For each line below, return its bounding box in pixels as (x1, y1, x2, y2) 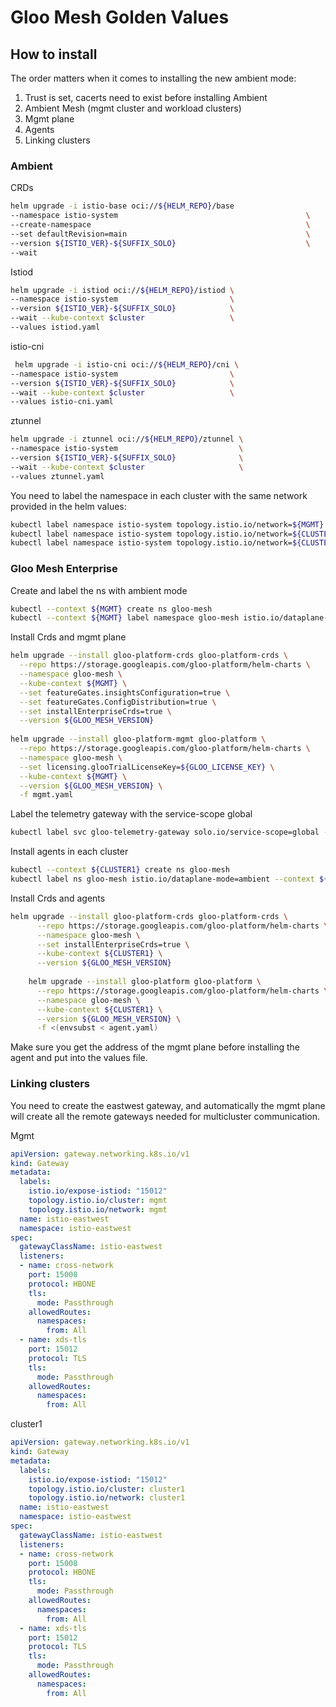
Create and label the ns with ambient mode (10, 584, 188, 596)
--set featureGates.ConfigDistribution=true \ (19, 697, 217, 707)
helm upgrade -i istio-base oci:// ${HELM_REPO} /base (10, 201, 235, 211)
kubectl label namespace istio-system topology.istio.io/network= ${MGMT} (10, 519, 325, 530)
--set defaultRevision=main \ (10, 229, 311, 239)
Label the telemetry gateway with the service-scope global (10, 808, 253, 820)
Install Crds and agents (10, 892, 106, 904)
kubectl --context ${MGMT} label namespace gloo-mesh (10, 613, 240, 623)
